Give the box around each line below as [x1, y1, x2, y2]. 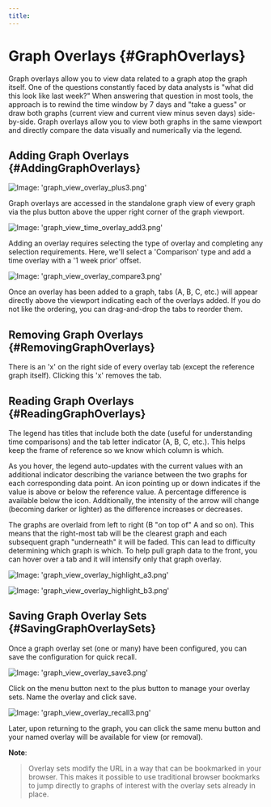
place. [28, 789, 49, 799]
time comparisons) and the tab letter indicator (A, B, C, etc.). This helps [8, 437, 246, 446]
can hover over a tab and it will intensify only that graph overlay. [8, 554, 222, 564]
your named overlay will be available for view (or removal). [8, 732, 204, 741]
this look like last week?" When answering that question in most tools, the [8, 91, 253, 100]
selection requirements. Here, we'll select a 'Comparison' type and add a [8, 247, 252, 257]
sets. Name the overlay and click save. [8, 692, 138, 702]
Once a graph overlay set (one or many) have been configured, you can [8, 643, 248, 653]
